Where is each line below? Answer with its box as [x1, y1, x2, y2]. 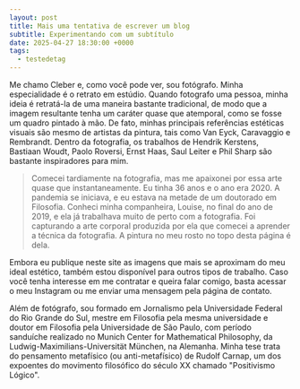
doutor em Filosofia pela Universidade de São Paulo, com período [9, 322, 253, 333]
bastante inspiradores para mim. [9, 156, 129, 166]
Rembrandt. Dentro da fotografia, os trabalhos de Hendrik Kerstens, [9, 136, 260, 147]
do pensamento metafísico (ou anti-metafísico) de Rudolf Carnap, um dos [9, 350, 282, 361]
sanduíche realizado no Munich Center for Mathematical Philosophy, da [9, 332, 273, 341]
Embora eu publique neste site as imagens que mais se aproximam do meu [9, 257, 286, 267]
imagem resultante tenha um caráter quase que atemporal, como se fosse [9, 108, 282, 118]
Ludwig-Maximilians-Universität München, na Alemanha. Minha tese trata [9, 341, 280, 351]
